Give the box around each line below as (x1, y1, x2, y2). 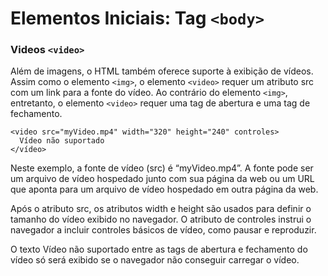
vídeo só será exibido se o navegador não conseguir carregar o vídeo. (10, 254, 300, 266)
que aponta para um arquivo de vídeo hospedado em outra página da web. (10, 183, 319, 196)
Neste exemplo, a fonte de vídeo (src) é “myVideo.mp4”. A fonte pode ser (10, 162, 314, 174)
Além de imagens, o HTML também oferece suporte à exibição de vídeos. (10, 65, 314, 77)
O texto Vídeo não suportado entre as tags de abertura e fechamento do (10, 243, 308, 256)
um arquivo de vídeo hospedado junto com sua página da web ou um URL (10, 173, 315, 185)
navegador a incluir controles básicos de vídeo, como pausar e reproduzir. (10, 224, 317, 236)
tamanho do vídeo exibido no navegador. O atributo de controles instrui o (10, 213, 312, 226)
